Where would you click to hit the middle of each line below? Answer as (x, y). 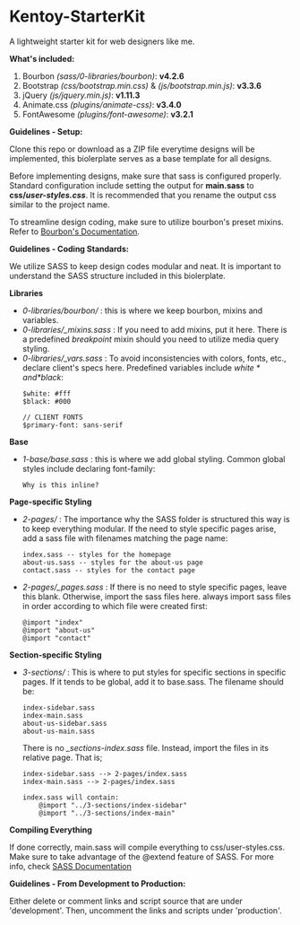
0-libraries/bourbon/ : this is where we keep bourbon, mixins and (142, 310)
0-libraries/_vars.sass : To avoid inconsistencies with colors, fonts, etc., (154, 358)
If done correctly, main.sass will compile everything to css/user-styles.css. (147, 847)
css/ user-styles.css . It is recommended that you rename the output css (143, 195)
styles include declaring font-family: (89, 468)
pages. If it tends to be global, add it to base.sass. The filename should (153, 681)
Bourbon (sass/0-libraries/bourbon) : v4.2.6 (103, 76)
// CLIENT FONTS (52, 417)
